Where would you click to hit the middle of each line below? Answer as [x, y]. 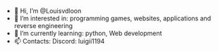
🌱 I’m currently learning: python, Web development [88, 33]
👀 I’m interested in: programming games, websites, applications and [113, 18]
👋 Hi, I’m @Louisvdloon [48, 11]
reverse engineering [43, 26]
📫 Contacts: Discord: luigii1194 [59, 41]
